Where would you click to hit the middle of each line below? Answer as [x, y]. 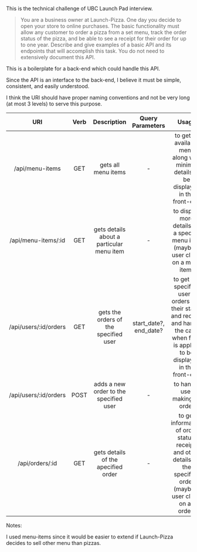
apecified [110, 467]
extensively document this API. [58, 57]
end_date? [149, 331]
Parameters [148, 126]
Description [110, 122]
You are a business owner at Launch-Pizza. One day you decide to [101, 20]
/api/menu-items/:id [38, 240]
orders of [110, 319]
